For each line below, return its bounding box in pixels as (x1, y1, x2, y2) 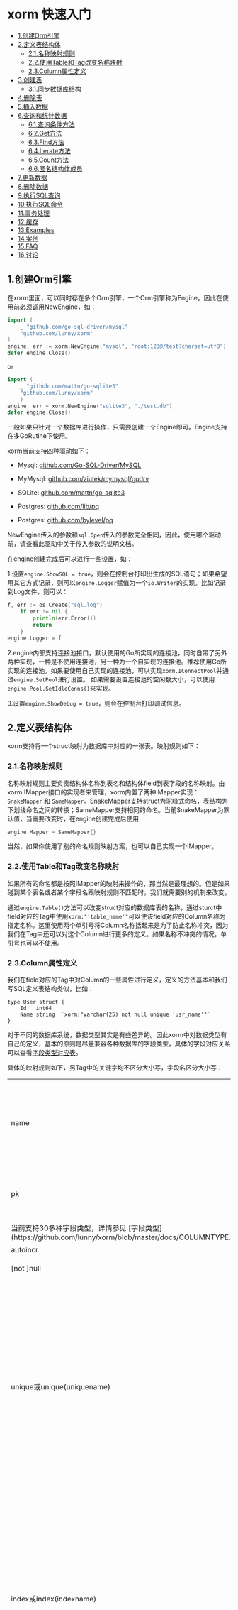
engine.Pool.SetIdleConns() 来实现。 (7, 684, 115, 692)
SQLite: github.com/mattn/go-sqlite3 (17, 488, 125, 497)
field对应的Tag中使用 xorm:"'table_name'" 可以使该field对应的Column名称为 (7, 911, 226, 920)
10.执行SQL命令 (17, 199, 64, 208)
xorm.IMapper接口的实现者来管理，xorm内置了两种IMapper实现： (7, 787, 200, 796)
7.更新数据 (17, 173, 48, 182)
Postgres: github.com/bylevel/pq (17, 516, 113, 525)
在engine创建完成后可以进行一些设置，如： (7, 554, 133, 563)
